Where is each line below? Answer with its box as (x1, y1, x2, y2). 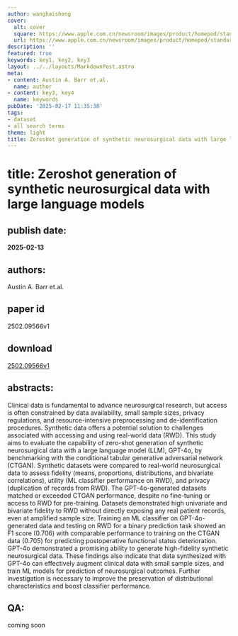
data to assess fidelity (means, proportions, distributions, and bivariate (7, 469, 214, 477)
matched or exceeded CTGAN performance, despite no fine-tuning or (7, 491, 211, 500)
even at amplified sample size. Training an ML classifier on (7, 513, 178, 522)
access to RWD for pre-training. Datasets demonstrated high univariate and (7, 498, 228, 507)
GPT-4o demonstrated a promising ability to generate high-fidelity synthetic (7, 544, 229, 552)
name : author (13, 83, 52, 90)
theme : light (7, 129, 46, 136)
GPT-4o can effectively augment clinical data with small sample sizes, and (7, 559, 225, 567)
